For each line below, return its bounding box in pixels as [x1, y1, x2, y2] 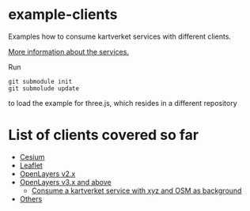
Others [19, 194, 43, 203]
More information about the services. [8, 47, 129, 56]
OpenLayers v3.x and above [19, 177, 112, 187]
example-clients [8, 6, 118, 24]
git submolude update [8, 85, 80, 92]
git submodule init [8, 77, 73, 85]
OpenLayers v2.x [19, 168, 76, 179]
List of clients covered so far [8, 126, 199, 144]
